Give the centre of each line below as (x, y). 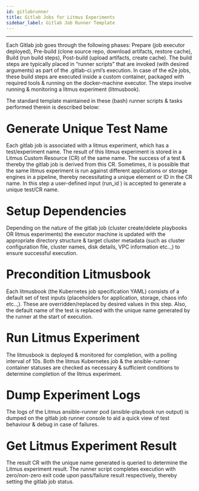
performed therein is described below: (53, 107)
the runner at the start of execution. (49, 316)
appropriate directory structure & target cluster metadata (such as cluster (96, 240)
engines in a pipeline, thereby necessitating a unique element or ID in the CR (99, 177)
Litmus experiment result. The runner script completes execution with (91, 469)
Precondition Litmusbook (78, 275)
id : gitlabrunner (28, 12)
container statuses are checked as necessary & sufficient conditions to (93, 367)
